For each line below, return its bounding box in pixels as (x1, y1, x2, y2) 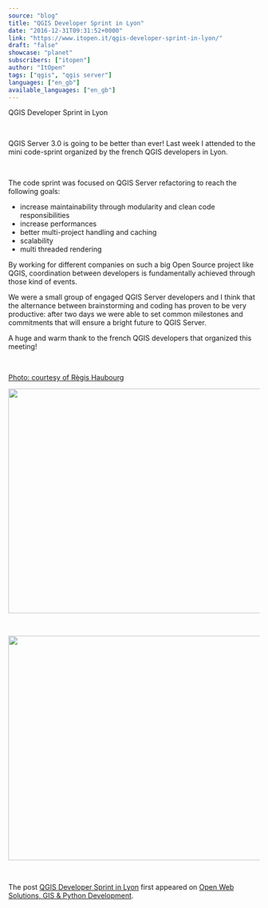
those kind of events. (8, 277, 77, 287)
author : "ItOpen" (8, 64, 66, 72)
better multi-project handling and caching (19, 228, 157, 237)
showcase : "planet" (8, 49, 73, 57)
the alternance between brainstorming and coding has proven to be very (8, 301, 247, 311)
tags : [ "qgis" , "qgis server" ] (8, 71, 112, 79)
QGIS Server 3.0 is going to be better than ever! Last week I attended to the (8, 139, 256, 149)
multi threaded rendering (19, 244, 102, 254)
